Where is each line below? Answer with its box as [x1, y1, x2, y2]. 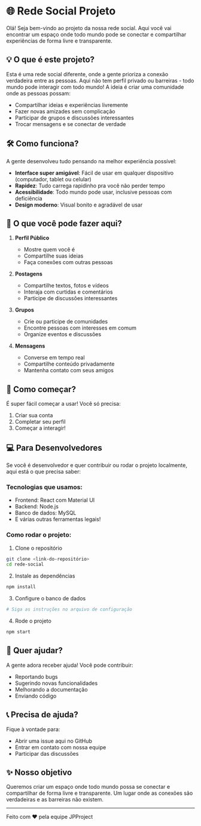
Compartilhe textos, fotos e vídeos [23, 282, 109, 289]
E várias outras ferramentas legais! [14, 516, 101, 523]
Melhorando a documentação [14, 686, 88, 693]
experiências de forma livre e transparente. [6, 37, 112, 44]
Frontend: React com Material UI [14, 496, 95, 504]
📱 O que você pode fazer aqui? [6, 218, 123, 229]
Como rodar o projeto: [6, 531, 72, 539]
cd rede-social [6, 561, 44, 568]
